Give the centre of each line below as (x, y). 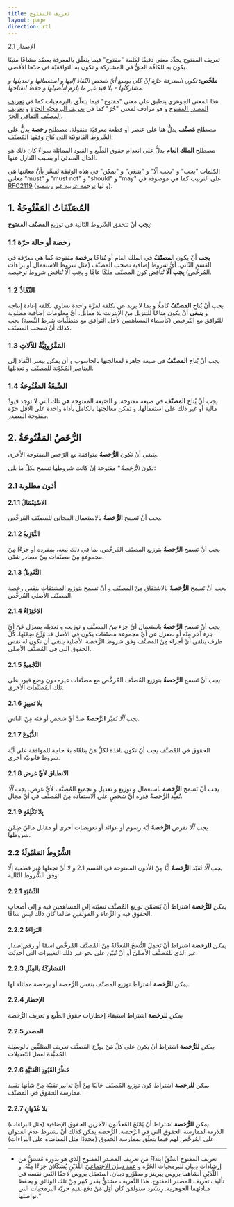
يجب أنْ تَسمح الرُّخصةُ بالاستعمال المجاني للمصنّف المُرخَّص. (85, 518)
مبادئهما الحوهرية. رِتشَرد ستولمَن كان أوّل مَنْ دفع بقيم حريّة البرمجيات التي (114, 1188)
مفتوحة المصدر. (28, 416)
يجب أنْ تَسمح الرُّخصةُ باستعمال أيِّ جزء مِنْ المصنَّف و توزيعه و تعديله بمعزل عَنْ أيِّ (114, 626)
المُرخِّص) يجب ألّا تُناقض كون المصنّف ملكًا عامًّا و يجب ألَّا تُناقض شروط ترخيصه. (110, 272)
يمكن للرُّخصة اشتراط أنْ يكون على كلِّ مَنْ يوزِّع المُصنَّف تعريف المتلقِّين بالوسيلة (111, 1047)
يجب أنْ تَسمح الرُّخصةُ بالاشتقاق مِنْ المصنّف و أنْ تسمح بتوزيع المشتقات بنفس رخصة (117, 588)
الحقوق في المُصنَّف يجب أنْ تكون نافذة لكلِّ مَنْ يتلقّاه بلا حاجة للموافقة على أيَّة (109, 750)
